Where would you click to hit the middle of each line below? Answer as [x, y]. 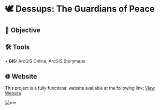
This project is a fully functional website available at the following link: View [80, 88]
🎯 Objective [23, 30]
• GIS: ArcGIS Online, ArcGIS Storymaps [45, 61]
